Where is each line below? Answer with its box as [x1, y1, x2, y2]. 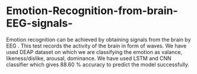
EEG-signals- [6, 16, 73, 30]
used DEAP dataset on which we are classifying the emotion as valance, [6, 48, 183, 55]
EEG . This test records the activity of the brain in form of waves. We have [6, 42, 187, 49]
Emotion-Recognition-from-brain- [6, 4, 178, 18]
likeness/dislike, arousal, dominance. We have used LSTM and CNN [6, 55, 172, 62]
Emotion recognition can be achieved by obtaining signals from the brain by [6, 36, 191, 43]
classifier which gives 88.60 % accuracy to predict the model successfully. [6, 60, 190, 68]
